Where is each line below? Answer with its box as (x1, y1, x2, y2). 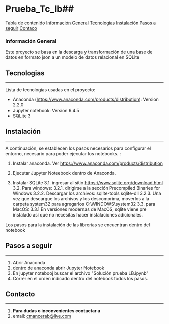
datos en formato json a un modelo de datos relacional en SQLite (5, 54, 140, 60)
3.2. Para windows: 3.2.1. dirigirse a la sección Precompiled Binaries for (12, 185, 160, 191)
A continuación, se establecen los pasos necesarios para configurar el (5, 145, 151, 151)
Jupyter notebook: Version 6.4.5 (12, 107, 79, 114)
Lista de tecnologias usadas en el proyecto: (5, 87, 96, 93)
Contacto (5, 290, 35, 299)
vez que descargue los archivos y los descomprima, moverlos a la (12, 195, 150, 201)
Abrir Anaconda (12, 259, 45, 265)
